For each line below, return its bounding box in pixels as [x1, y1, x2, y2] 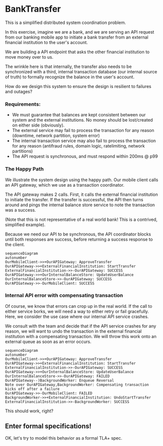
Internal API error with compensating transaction [5, 292, 123, 299]
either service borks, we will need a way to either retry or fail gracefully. [5, 308, 149, 314]
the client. [5, 241, 25, 247]
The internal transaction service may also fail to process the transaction [12, 138, 156, 144]
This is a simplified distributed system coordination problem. [5, 20, 127, 25]
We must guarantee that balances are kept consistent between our [12, 112, 146, 118]
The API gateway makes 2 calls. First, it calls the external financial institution [5, 191, 158, 197]
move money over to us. [5, 54, 54, 60]
